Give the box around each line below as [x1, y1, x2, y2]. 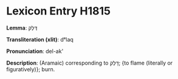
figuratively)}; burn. [6, 65, 55, 73]
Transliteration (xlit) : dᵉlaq [6, 36, 74, 43]
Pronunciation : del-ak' [6, 47, 64, 55]
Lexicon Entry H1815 [6, 4, 111, 18]
